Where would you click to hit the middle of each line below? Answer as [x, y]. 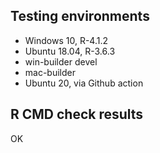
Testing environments [80, 16]
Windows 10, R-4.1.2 [66, 40]
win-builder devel [61, 61]
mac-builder [50, 72]
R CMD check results [77, 114]
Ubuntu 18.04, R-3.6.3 [70, 51]
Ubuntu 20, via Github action [84, 83]
